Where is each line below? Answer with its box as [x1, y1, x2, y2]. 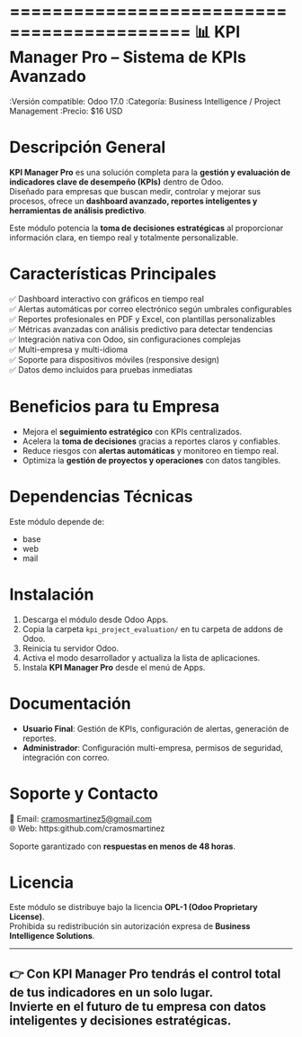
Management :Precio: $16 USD [9, 105, 123, 116]
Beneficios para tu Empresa [9, 397, 220, 417]
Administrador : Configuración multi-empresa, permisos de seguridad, [22, 742, 283, 753]
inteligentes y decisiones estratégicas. [9, 1013, 232, 1028]
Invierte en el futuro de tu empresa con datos [9, 998, 267, 1014]
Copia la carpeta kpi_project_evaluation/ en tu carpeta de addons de [22, 623, 283, 635]
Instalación [9, 584, 94, 604]
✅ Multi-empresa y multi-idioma [9, 344, 129, 355]
